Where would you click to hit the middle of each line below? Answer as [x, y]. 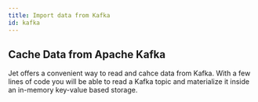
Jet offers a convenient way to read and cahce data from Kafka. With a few [129, 73]
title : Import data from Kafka [59, 15]
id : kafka [24, 23]
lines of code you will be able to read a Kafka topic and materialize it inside [129, 82]
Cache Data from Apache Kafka [87, 55]
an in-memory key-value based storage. [73, 90]
